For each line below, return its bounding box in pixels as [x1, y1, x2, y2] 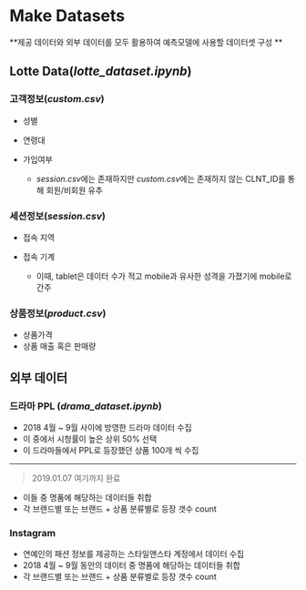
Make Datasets [9, 5, 126, 26]
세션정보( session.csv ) [9, 209, 107, 222]
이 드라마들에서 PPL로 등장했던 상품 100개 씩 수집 [22, 444, 199, 455]
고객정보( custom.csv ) [9, 93, 105, 106]
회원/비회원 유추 [46, 184, 103, 196]
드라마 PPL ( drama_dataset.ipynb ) [9, 400, 162, 412]
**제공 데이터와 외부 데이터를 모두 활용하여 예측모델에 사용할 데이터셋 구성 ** [9, 36, 283, 47]
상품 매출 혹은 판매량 [22, 341, 97, 351]
